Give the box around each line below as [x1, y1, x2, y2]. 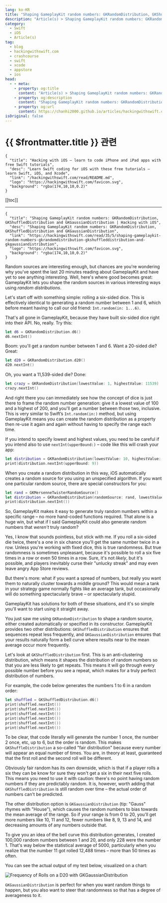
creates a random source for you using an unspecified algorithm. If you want [5, 475, 162, 481]
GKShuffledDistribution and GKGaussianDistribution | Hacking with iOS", [5, 220, 162, 225]
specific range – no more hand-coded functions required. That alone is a [5, 513, 154, 520]
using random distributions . [5, 285, 62, 291]
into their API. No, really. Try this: [5, 319, 73, 326]
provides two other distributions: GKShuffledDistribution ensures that [5, 626, 149, 632]
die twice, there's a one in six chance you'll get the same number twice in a [5, 539, 160, 545]
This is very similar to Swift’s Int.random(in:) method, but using [5, 410, 137, 416]
